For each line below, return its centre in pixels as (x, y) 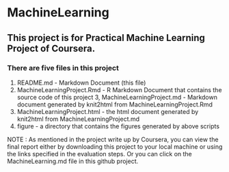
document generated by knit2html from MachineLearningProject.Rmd (115, 104)
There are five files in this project (63, 68)
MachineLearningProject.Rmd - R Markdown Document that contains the (119, 89)
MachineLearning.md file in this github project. (73, 161)
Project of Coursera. (51, 48)
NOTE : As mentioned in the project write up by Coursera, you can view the (113, 139)
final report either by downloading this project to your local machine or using (115, 146)
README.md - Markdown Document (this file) (81, 83)
